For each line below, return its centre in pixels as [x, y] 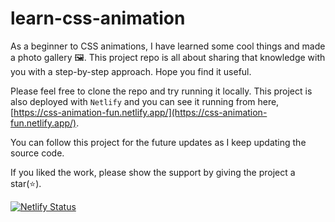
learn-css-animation [98, 18]
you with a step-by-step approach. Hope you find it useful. [131, 71]
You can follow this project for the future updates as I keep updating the [158, 142]
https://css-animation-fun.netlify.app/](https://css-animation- [140, 112]
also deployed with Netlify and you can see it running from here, [145, 101]
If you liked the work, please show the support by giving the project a [153, 172]
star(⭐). [26, 183]
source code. [37, 153]
